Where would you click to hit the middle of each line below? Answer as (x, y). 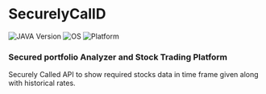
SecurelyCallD (57, 14)
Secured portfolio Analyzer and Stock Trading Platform (118, 57)
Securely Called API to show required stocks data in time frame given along (134, 75)
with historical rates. (42, 83)
